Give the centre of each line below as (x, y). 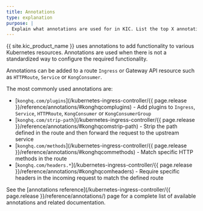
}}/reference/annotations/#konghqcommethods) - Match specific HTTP (104, 152)
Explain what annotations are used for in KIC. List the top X (93, 29)
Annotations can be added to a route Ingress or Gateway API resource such (101, 71)
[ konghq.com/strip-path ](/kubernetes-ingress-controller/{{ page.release (105, 120)
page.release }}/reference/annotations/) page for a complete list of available (101, 196)
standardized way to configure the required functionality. (77, 59)
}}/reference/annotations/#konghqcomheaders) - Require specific (97, 172)
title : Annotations (31, 12)
